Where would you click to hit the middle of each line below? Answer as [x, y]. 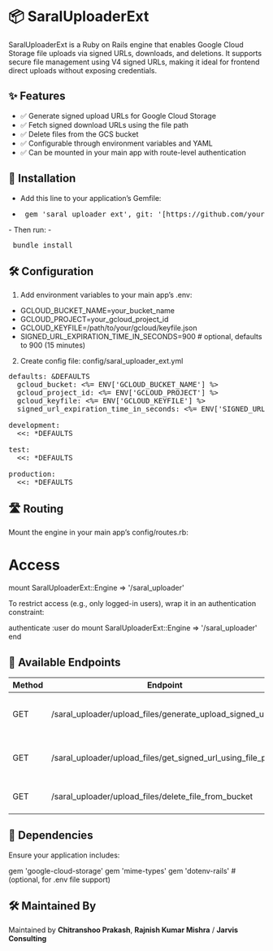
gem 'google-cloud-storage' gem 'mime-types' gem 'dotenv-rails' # [122, 870]
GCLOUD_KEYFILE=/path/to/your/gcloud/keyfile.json [108, 328]
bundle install [43, 245]
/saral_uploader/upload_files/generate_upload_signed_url [160, 713]
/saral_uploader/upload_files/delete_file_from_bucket [152, 796]
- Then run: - [30, 229]
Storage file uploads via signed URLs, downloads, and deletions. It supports [135, 53]
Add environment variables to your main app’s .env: [106, 295]
